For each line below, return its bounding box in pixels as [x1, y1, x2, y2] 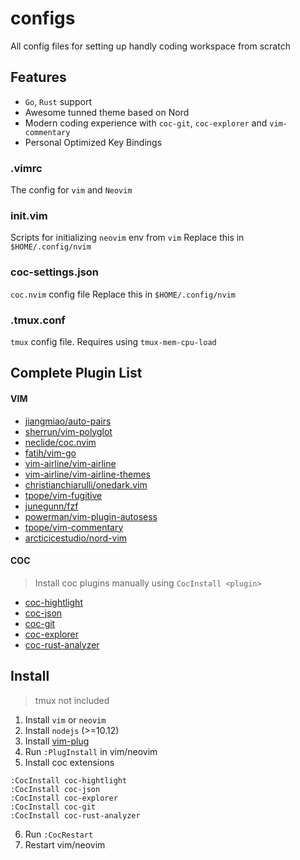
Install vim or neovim [24, 713, 107, 726]
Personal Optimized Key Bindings [24, 136, 163, 148]
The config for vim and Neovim [10, 184, 133, 196]
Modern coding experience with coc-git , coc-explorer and [24, 117, 268, 129]
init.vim [10, 208, 48, 222]
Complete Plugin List [10, 365, 143, 382]
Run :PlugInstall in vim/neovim [24, 745, 158, 757]
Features [10, 69, 67, 86]
